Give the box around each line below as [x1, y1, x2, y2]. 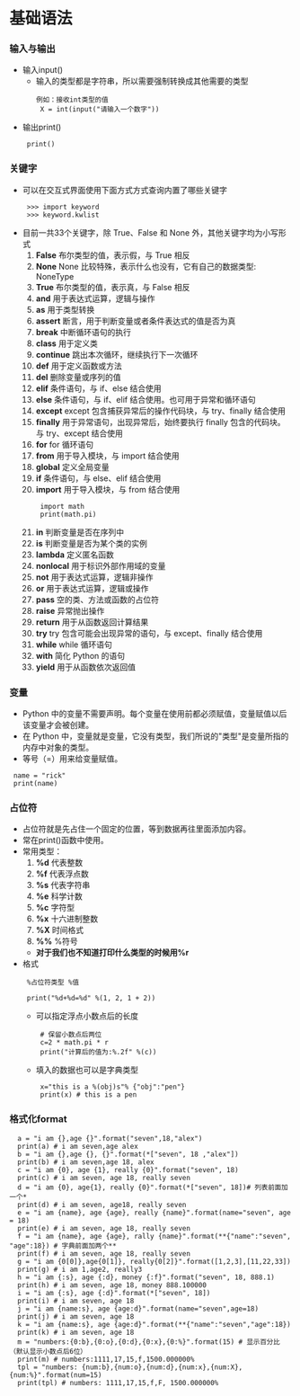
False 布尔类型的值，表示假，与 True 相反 [35, 249, 190, 261]
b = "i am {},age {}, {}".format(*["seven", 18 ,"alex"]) [17, 1150, 240, 1159]
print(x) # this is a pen [40, 1090, 137, 1099]
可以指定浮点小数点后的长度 [35, 1010, 139, 1021]
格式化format [9, 1113, 67, 1125]
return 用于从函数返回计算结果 [35, 617, 149, 627]
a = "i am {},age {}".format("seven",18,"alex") [17, 1134, 203, 1143]
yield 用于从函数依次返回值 [35, 662, 137, 672]
